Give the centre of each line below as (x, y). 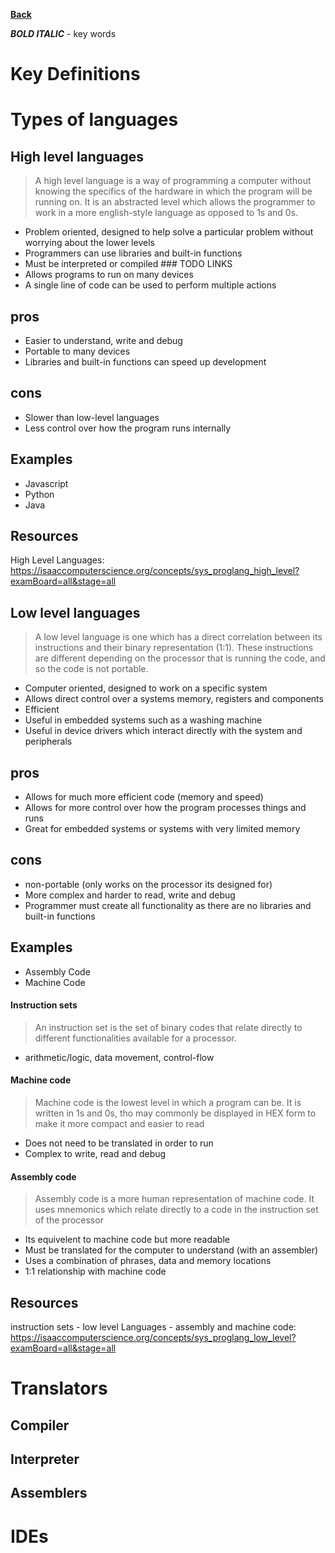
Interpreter (45, 1459)
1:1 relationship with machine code (95, 1271)
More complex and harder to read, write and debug (130, 895)
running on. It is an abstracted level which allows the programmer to (175, 202)
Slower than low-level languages (92, 417)
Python (39, 494)
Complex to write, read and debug (95, 1154)
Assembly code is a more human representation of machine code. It (174, 1199)
